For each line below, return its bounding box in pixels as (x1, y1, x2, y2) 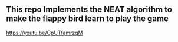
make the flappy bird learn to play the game (6, 14, 169, 24)
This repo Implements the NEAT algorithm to (6, 5, 173, 15)
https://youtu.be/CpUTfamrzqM (6, 29, 83, 36)
